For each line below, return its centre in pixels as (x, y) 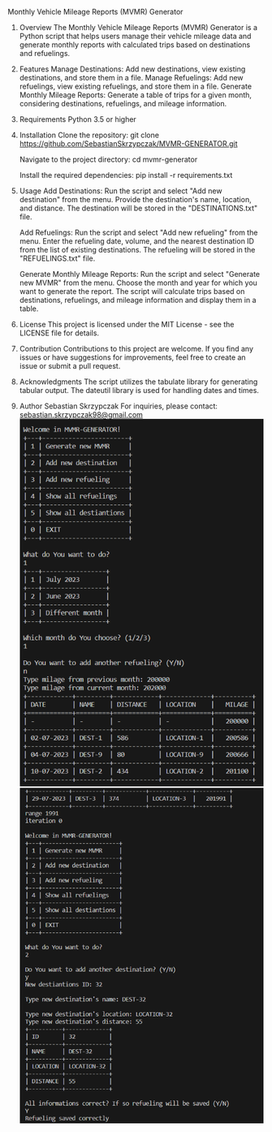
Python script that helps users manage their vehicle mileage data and (135, 36)
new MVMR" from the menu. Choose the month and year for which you (138, 283)
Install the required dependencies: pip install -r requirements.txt (126, 175)
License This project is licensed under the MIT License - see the (127, 324)
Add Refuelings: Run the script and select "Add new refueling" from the (138, 232)
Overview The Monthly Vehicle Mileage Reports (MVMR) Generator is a (138, 27)
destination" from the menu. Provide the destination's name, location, (136, 199)
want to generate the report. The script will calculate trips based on (132, 291)
